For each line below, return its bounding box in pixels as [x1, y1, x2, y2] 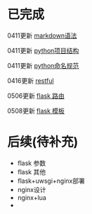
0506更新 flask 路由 [7, 91, 65, 100]
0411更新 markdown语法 [7, 31, 77, 40]
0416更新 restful [7, 76, 54, 85]
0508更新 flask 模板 [7, 106, 65, 115]
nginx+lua [17, 193, 47, 202]
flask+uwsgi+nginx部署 [17, 176, 86, 185]
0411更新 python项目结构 [7, 46, 79, 55]
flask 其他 [17, 167, 46, 176]
